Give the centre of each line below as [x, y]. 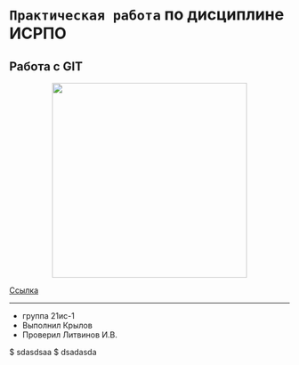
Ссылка [24, 290]
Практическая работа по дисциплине [147, 15]
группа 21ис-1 [48, 316]
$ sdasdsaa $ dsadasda [53, 352]
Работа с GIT [46, 66]
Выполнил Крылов [57, 325]
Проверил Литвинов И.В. [70, 335]
